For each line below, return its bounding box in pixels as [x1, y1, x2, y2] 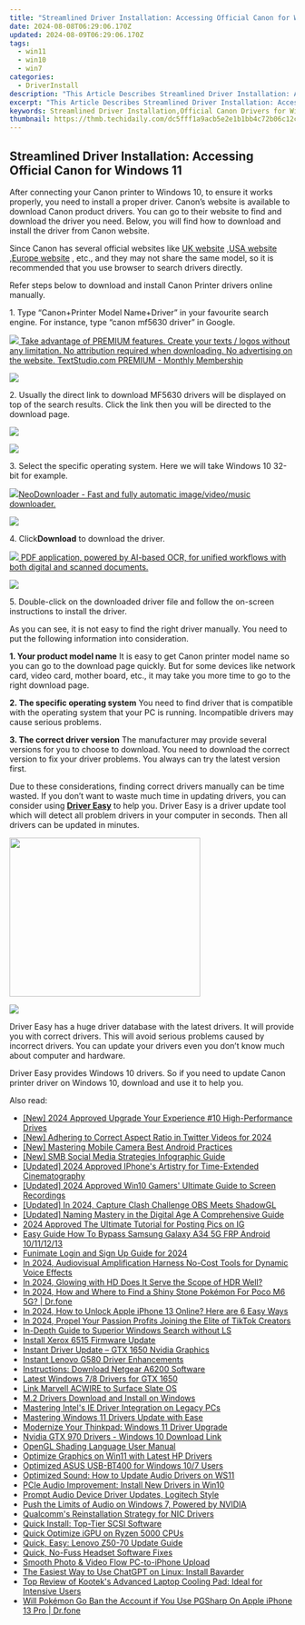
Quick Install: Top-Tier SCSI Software [22, 1518, 162, 1529]
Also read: [9, 1094, 48, 1105]
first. [9, 763, 27, 773]
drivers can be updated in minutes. [9, 819, 140, 830]
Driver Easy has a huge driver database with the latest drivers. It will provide [9, 1021, 295, 1032]
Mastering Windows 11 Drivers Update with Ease [22, 1411, 203, 1422]
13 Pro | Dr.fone [22, 1605, 82, 1616]
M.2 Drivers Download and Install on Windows [22, 1392, 196, 1403]
